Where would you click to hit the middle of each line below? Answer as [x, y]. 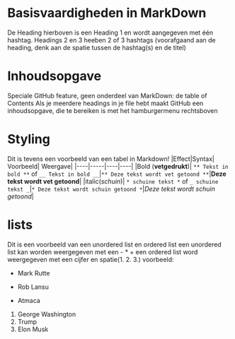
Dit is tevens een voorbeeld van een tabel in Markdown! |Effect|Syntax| [111, 159]
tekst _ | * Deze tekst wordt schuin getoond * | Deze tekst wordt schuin [111, 189]
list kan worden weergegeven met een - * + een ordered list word [103, 251]
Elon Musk [33, 329]
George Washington [47, 314]
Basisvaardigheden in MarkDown [107, 13]
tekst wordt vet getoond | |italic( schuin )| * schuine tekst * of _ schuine [113, 181]
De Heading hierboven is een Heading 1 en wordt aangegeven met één [110, 32]
